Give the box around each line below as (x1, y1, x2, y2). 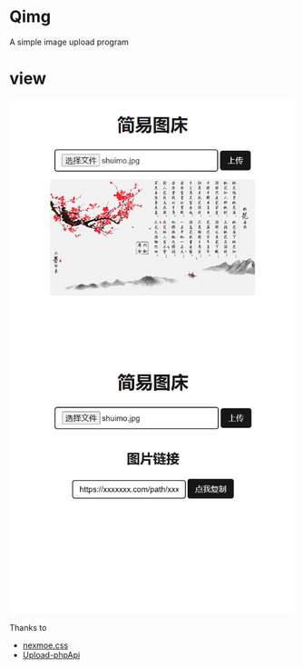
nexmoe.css (22, 639, 69, 651)
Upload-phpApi (22, 649, 81, 660)
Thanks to (9, 622, 47, 633)
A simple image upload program (9, 36, 130, 47)
